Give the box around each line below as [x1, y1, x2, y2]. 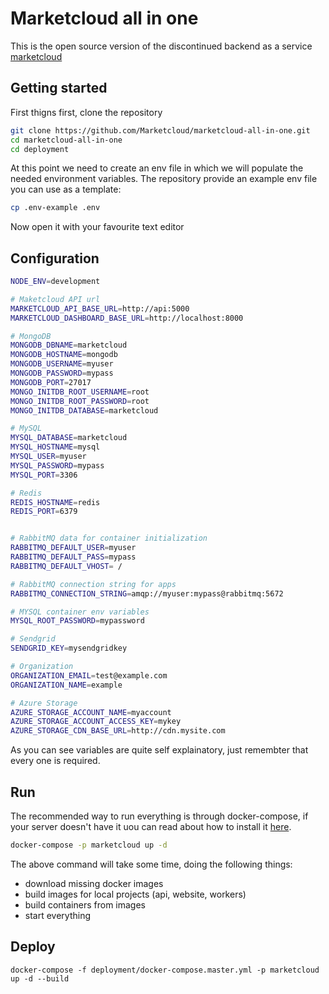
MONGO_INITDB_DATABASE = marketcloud [10, 405, 159, 416]
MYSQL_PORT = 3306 [10, 470, 78, 480]
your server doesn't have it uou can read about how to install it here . [10, 821, 292, 832]
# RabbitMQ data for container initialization [10, 533, 208, 544]
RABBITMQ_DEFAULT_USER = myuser [10, 543, 137, 553]
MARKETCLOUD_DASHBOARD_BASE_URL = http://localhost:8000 [10, 313, 244, 323]
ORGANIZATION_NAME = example [10, 680, 123, 690]
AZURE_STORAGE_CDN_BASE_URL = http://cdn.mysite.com [10, 726, 226, 736]
